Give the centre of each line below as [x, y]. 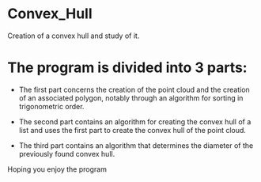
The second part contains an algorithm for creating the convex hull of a [135, 121]
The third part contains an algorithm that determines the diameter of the [136, 145]
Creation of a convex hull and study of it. [74, 36]
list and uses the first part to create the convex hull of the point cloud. [132, 130]
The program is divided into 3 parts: [127, 68]
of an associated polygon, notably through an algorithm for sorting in [131, 98]
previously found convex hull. [67, 154]
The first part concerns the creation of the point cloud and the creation [134, 89]
